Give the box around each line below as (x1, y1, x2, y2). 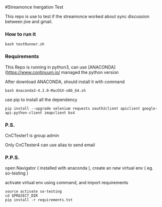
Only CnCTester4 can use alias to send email (5, 142, 95, 148)
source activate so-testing (5, 189, 62, 194)
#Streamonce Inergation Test (5, 4, 63, 10)
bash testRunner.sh (5, 42, 45, 47)
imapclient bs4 (44, 110, 75, 115)
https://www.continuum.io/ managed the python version (6, 69, 119, 75)
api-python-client (5, 110, 42, 115)
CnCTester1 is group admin (5, 132, 59, 138)
